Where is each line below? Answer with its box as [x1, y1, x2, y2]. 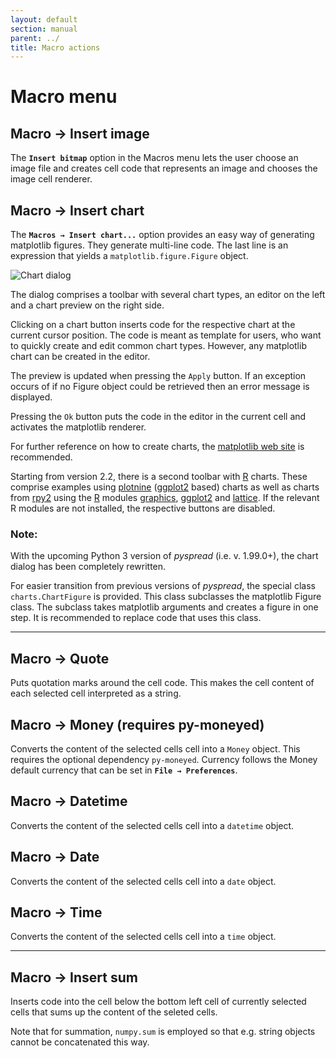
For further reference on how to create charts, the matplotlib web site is [10, 441, 305, 453]
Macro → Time [10, 904, 103, 921]
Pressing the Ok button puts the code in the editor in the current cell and [10, 411, 307, 423]
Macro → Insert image [10, 125, 150, 142]
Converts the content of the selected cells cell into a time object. [10, 931, 277, 943]
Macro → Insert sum [10, 969, 138, 986]
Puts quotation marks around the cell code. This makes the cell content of [10, 677, 315, 689]
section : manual [10, 24, 78, 34]
